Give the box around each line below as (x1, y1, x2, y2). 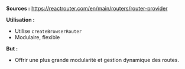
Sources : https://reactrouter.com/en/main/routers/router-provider (6, 5, 168, 12)
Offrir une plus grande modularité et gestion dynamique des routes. (14, 57, 179, 63)
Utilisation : (6, 16, 35, 23)
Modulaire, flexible (14, 34, 60, 40)
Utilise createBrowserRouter (14, 27, 82, 34)
